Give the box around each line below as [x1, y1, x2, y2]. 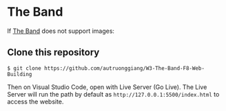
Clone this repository [7, 47, 100, 58]
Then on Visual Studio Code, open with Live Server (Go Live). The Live [7, 83, 207, 91]
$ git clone [7, 64, 41, 72]
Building [7, 71, 32, 77]
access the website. [7, 97, 64, 106]
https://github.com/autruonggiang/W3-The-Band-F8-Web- [43, 64, 205, 72]
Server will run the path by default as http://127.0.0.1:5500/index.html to [7, 90, 220, 98]
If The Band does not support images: [7, 27, 115, 35]
